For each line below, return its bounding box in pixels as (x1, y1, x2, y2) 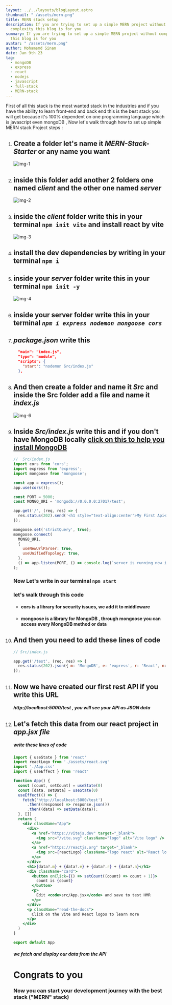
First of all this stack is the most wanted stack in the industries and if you (6, 102, 159, 109)
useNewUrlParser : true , (22, 546, 73, 551)
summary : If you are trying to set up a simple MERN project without (6, 31, 157, 36)
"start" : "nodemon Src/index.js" (22, 363, 94, 369)
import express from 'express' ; (13, 466, 82, 471)
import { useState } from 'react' (13, 754, 87, 760)
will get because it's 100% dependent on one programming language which (6, 113, 165, 119)
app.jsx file (13, 727, 50, 736)
